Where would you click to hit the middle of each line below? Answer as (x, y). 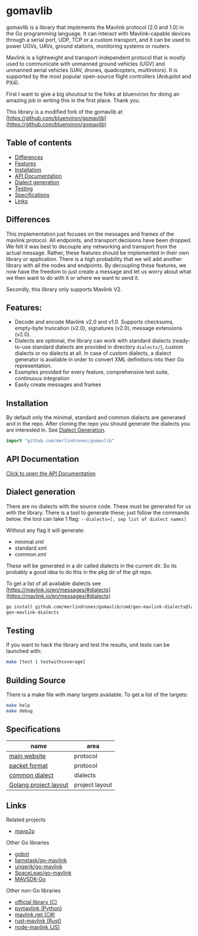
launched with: (24, 651)
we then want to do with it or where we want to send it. (73, 278)
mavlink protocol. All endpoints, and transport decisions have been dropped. (99, 240)
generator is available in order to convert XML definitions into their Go (99, 360)
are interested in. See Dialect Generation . (56, 430)
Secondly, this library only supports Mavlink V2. (64, 289)
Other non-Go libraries (33, 891)
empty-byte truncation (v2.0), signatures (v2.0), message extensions (98, 328)
